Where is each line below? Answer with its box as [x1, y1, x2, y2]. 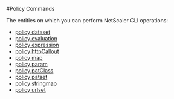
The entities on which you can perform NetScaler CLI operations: [6, 17, 168, 24]
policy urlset [14, 86, 47, 93]
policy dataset [14, 28, 51, 36]
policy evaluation [14, 35, 57, 42]
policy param [14, 60, 48, 68]
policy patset [14, 74, 48, 80]
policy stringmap [14, 80, 57, 87]
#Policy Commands [6, 5, 55, 12]
